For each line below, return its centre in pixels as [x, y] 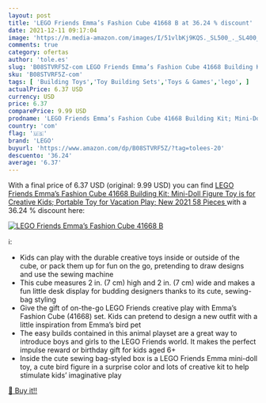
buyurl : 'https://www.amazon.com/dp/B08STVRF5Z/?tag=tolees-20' [116, 148]
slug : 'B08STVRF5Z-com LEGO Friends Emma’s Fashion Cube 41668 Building [131, 67]
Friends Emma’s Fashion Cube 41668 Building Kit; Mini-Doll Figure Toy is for [132, 194]
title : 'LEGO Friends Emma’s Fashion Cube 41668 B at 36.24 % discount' [131, 23]
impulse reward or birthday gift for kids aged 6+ [98, 350]
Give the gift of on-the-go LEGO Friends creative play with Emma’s [128, 308]
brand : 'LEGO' [32, 141]
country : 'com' [33, 126]
